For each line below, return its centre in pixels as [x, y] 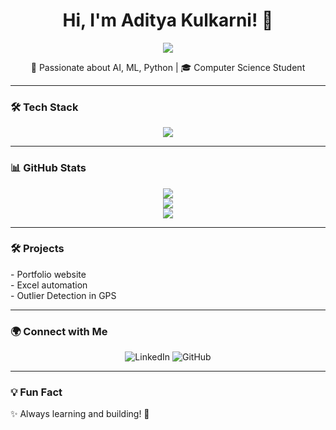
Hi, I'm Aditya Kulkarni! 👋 [168, 20]
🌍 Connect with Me [59, 331]
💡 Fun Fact [36, 392]
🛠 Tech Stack [44, 107]
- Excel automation [49, 285]
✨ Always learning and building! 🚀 [80, 414]
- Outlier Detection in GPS [63, 295]
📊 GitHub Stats [48, 168]
